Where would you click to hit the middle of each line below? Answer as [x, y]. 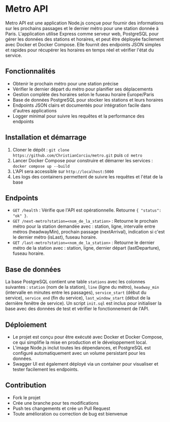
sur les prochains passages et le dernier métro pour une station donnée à [82, 28]
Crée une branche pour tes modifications [56, 403]
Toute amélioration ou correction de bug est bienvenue [70, 414]
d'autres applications [35, 110]
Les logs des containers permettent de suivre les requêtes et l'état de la [88, 176]
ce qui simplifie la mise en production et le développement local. [80, 342]
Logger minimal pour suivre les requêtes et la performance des [78, 116]
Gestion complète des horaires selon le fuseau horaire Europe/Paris [83, 94]
